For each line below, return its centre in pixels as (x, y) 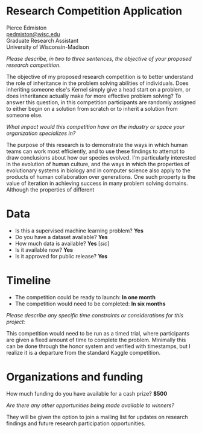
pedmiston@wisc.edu (33, 34)
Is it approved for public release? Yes (61, 256)
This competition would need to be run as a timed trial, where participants (98, 333)
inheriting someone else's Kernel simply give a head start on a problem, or (99, 89)
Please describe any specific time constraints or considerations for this (95, 315)
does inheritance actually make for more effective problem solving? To (94, 96)
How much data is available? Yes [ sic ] (62, 243)
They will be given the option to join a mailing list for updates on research (97, 417)
